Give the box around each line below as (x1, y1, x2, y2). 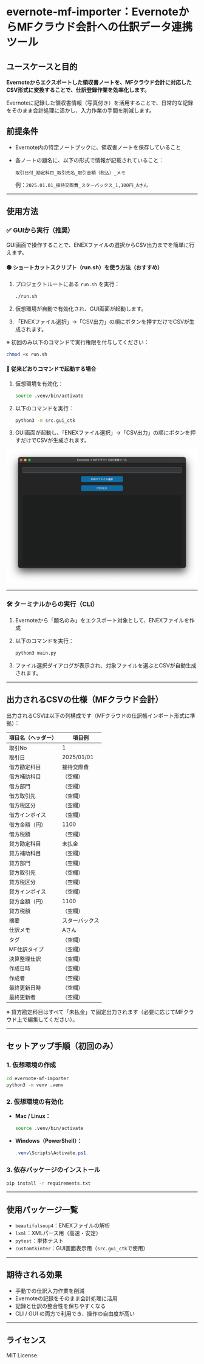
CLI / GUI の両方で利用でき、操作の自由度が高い (15, 1310, 135, 1317)
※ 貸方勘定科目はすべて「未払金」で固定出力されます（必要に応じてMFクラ (6, 1008, 194, 1015)
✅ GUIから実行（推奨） (6, 226, 74, 235)
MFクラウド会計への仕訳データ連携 (17, 20, 193, 34)
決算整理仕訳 (8, 955, 41, 963)
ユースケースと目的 (6, 61, 78, 72)
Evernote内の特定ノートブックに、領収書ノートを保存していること (15, 143, 181, 151)
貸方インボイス (8, 888, 47, 895)
